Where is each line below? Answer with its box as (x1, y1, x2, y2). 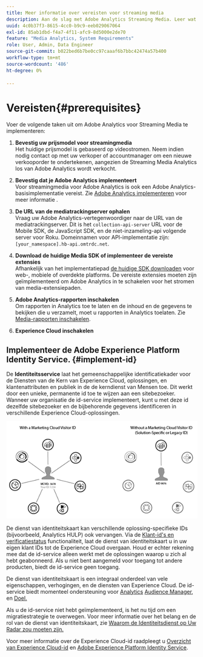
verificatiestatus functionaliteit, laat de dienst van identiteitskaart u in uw (6, 537, 187, 545)
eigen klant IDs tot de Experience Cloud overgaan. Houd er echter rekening (6, 544, 194, 551)
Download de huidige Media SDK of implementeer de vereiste (15, 252, 173, 260)
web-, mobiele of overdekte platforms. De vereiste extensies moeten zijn (15, 271, 197, 279)
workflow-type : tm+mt (6, 55, 61, 61)
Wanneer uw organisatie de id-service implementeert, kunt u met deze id (6, 396, 189, 404)
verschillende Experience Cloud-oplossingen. (6, 409, 120, 416)
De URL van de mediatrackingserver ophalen (15, 208, 130, 215)
